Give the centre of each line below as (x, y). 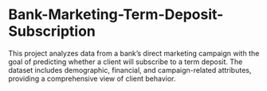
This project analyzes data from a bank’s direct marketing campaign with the (134, 53)
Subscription (52, 31)
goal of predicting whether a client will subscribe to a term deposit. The (126, 62)
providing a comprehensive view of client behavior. (92, 78)
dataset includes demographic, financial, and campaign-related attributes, (130, 70)
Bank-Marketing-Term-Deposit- (116, 15)
